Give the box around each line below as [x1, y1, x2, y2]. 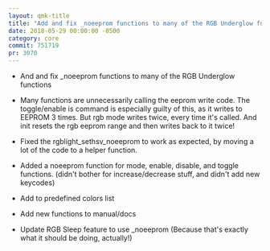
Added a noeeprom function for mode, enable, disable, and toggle [19, 161, 239, 170]
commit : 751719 [8, 42, 59, 50]
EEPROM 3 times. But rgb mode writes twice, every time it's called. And [19, 113, 257, 121]
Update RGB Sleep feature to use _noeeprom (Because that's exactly [19, 224, 249, 234]
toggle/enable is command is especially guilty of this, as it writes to [19, 104, 243, 113]
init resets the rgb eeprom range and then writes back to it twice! [19, 121, 235, 130]
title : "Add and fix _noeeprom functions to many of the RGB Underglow [8, 19, 253, 27]
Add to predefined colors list [19, 194, 115, 203]
